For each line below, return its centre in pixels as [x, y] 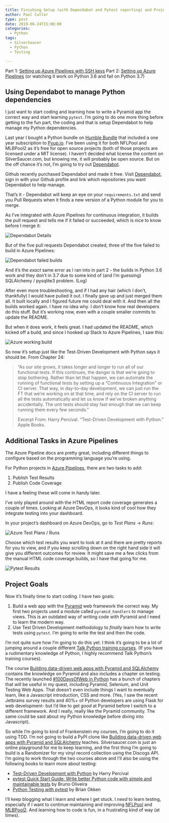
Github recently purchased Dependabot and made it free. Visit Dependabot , [83, 174]
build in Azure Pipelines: [30, 251]
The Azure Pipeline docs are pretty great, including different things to [77, 453]
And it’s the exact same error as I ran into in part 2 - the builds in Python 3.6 [84, 270]
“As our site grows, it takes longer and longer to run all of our [80, 367]
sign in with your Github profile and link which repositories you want [75, 180]
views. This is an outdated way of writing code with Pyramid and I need [87, 617]
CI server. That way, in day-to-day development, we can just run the [88, 389]
